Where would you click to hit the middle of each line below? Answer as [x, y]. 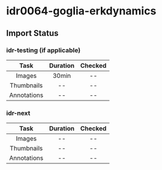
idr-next [18, 113]
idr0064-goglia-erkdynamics [81, 11]
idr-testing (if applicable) [43, 50]
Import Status [32, 33]
